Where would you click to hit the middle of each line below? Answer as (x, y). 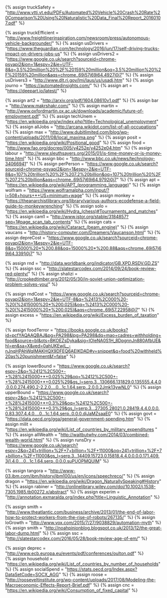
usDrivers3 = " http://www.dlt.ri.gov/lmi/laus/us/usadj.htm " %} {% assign (80, 80)
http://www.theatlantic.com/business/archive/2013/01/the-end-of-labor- (81, 512)
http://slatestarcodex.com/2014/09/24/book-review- (103, 268)
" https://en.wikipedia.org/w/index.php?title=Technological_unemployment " (82, 122)
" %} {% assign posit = (118, 137)
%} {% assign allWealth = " (33, 435)
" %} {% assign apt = (138, 179)
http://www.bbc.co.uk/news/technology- (114, 158)
